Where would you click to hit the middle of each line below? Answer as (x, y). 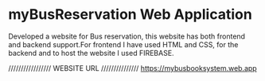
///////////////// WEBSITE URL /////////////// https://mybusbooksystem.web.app (132, 68)
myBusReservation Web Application (130, 15)
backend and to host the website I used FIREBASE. (91, 53)
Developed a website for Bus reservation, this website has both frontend (127, 36)
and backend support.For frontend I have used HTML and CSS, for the (123, 44)
